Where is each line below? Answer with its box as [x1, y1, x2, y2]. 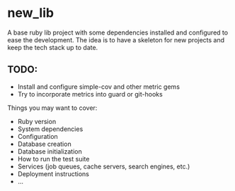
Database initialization [17, 147, 83, 156]
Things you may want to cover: [7, 104, 98, 112]
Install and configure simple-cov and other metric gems [17, 82, 180, 91]
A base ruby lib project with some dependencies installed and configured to [7, 28, 229, 37]
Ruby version [17, 117, 57, 125]
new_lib [7, 5, 55, 21]
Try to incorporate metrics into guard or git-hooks [17, 90, 163, 98]
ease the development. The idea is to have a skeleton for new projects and [7, 35, 225, 44]
